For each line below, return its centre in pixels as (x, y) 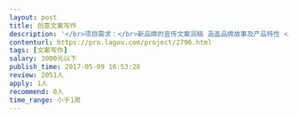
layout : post (33, 17)
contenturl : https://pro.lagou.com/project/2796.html (111, 42)
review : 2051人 (36, 75)
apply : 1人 (29, 83)
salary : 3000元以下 (43, 59)
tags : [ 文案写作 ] (39, 51)
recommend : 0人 (36, 91)
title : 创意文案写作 (43, 26)
